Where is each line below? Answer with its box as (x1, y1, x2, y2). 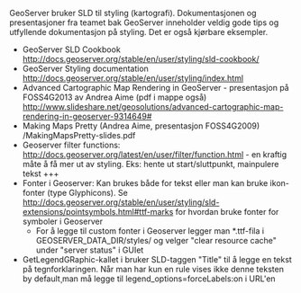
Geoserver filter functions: (22, 139, 121, 150)
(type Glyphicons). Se (47, 188, 128, 198)
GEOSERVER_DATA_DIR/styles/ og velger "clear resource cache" (35, 235, 277, 245)
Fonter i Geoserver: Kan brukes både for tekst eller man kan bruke (22, 178, 269, 188)
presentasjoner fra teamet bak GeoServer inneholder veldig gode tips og (9, 17, 279, 28)
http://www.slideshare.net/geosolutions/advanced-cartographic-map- (22, 102, 284, 111)
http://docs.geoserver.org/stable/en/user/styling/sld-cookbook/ (22, 54, 260, 64)
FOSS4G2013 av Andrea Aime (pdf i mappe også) (22, 92, 207, 102)
